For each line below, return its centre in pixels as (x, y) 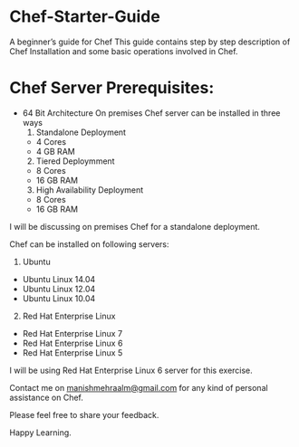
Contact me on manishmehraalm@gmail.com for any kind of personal (139, 387)
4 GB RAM (55, 151)
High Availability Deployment (90, 190)
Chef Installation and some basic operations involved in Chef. (124, 51)
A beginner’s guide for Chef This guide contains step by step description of (150, 42)
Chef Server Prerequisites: (112, 88)
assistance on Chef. (46, 397)
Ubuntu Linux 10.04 (59, 298)
